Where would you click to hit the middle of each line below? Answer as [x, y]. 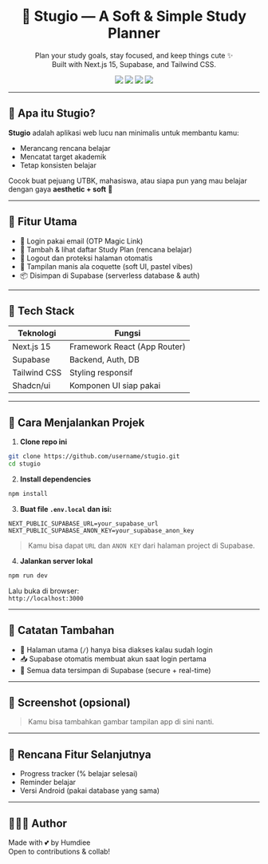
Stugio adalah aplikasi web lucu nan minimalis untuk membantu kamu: [124, 133]
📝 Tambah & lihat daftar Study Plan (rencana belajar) [106, 249]
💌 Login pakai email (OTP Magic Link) [81, 241]
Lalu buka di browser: [44, 591]
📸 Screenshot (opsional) [69, 702]
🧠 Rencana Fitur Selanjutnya [80, 754]
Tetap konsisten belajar [58, 165]
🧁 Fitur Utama [43, 222]
